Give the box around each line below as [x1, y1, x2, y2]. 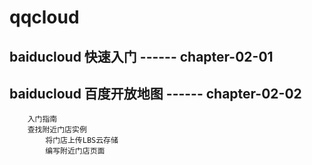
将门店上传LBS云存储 [45, 136, 119, 146]
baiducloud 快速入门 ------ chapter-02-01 [9, 48, 274, 65]
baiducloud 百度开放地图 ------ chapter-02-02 [9, 85, 302, 102]
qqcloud [9, 6, 80, 29]
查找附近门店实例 [27, 125, 87, 135]
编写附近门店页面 [45, 146, 106, 156]
